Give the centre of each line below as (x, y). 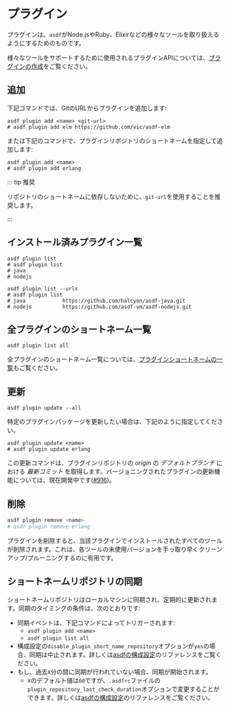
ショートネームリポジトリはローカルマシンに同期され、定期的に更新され (109, 599)
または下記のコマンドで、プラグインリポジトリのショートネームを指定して (112, 140)
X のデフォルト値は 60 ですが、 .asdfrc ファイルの (94, 680)
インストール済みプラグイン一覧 (75, 243)
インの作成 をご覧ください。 (52, 66)
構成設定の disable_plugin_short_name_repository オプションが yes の (113, 646)
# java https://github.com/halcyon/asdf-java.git (96, 301)
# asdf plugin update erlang (49, 449)
